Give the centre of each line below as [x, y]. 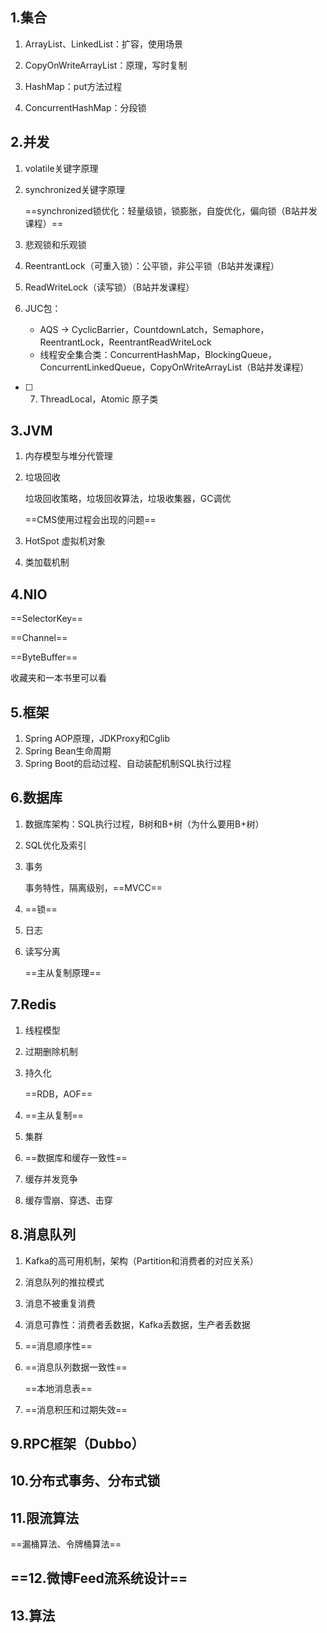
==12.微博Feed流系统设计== [99, 1578]
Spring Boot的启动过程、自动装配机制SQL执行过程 [128, 764]
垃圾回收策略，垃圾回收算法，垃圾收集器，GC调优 [128, 499]
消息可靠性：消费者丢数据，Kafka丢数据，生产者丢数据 [137, 1324]
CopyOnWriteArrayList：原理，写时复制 [106, 65]
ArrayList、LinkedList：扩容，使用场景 [104, 44]
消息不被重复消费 [60, 1303]
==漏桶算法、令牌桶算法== [66, 1544]
